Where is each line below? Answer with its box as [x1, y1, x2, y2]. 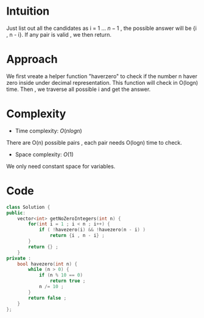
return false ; [28, 295, 67, 301]
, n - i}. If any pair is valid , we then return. [6, 31, 111, 38]
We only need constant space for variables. [6, 162, 116, 170]
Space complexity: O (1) [15, 151, 74, 158]
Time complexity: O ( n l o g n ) [15, 127, 82, 134]
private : [6, 255, 32, 261]
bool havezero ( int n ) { [17, 261, 78, 267]
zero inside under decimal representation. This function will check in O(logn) [6, 79, 199, 86]
